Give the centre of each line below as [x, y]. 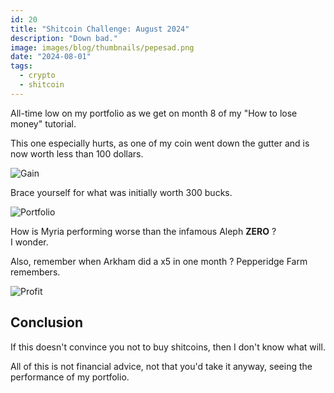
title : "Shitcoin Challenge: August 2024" [100, 29]
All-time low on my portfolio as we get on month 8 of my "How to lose [154, 113]
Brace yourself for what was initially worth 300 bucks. [121, 192]
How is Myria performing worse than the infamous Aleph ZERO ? [143, 231]
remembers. [35, 272]
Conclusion [47, 322]
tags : [21, 66]
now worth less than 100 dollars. [77, 153]
